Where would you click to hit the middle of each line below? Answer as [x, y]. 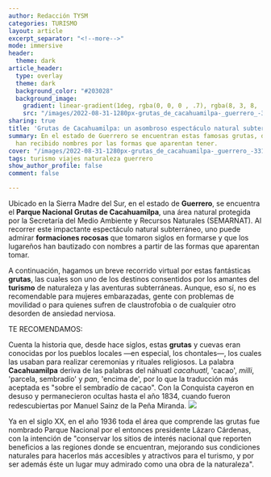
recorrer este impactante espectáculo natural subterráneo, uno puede [125, 229]
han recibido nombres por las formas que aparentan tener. [117, 143]
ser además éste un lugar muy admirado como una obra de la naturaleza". [131, 464]
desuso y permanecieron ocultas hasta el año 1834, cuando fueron [120, 396]
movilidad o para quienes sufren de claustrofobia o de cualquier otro [122, 305]
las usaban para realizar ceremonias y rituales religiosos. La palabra [121, 362]
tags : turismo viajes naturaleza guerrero [81, 158]
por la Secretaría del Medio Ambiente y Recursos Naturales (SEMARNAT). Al [135, 220]
